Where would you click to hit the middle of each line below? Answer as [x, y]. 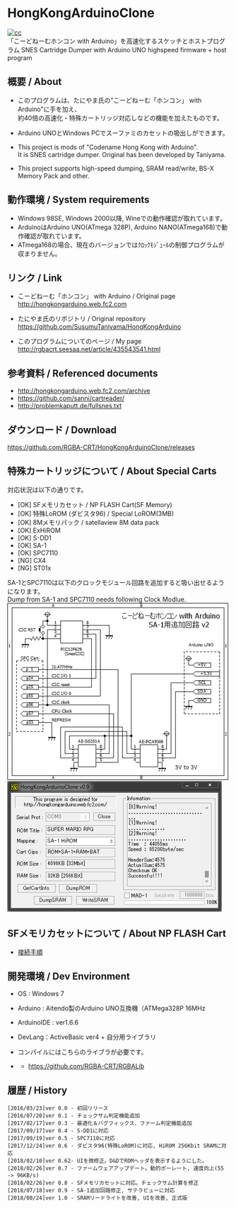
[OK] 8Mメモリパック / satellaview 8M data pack [88, 522]
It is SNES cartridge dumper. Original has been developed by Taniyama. [122, 154]
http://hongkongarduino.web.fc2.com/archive [84, 391]
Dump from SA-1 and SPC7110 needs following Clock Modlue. [97, 599]
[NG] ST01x [34, 568]
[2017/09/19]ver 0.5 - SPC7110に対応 [61, 1139]
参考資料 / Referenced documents [83, 373]
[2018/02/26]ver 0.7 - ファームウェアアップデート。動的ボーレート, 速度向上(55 [116, 1168]
